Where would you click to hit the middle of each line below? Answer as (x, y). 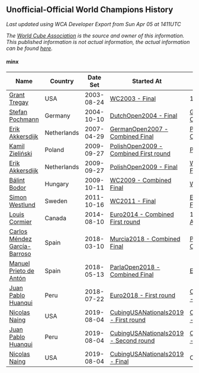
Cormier (20, 222)
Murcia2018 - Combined (145, 239)
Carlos (18, 232)
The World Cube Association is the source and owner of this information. (95, 36)
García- (20, 246)
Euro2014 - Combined (142, 214)
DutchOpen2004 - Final (144, 116)
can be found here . (30, 48)
